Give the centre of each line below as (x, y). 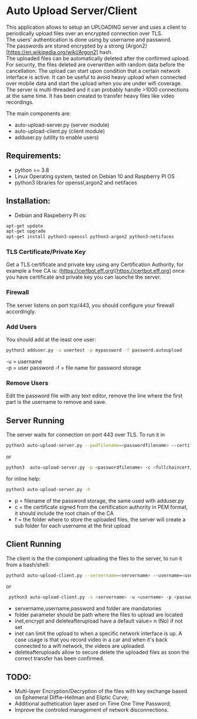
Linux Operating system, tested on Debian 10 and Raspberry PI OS (94, 176)
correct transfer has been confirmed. (59, 658)
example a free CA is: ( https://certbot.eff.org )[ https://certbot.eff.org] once (95, 271)
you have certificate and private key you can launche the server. (84, 277)
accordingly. (21, 311)
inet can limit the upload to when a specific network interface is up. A (98, 634)
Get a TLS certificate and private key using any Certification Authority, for (95, 265)
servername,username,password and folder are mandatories (88, 608)
